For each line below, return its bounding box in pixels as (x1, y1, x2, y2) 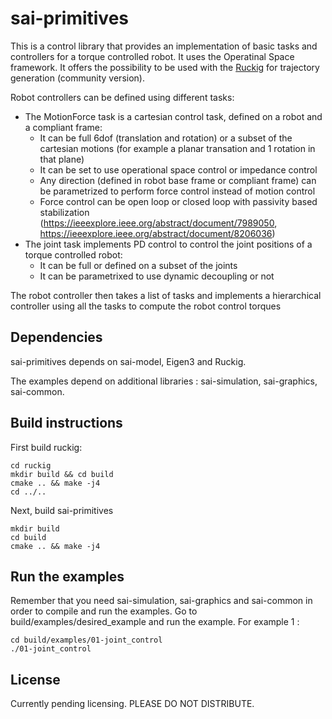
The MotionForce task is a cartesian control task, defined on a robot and (24, 110, 323, 122)
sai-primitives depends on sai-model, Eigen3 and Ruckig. (10, 355, 247, 367)
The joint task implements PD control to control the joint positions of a (24, 238, 313, 250)
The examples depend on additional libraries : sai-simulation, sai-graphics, (10, 375, 318, 387)
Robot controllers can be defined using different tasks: (10, 91, 235, 103)
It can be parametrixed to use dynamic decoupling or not (39, 270, 275, 282)
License (10, 671, 61, 688)
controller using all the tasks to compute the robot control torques (10, 300, 282, 312)
